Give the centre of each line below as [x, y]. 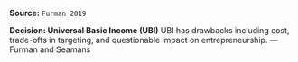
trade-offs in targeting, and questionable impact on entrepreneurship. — [144, 40]
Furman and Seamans [50, 49]
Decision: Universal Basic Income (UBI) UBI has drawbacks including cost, [149, 30]
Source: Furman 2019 [48, 13]
